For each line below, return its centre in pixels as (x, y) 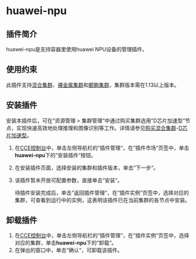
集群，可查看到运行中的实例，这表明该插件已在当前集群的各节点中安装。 (102, 200)
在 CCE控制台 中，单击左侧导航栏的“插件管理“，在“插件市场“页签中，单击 (102, 148)
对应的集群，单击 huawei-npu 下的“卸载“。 (66, 243)
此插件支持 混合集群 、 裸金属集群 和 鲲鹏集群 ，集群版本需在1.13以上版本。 (93, 85)
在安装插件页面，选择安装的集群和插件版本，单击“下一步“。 (87, 167)
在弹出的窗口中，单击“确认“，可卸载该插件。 (69, 250)
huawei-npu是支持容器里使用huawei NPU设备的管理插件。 (77, 49)
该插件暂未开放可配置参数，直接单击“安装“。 (69, 180)
